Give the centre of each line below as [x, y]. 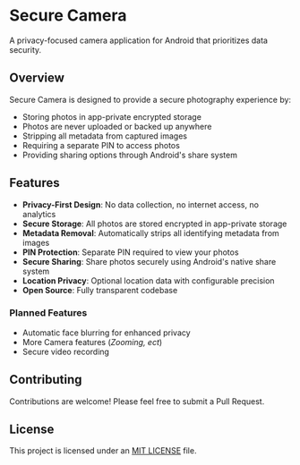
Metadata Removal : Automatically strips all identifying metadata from [150, 232]
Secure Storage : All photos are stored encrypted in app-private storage [154, 224]
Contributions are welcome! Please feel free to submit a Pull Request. [137, 401]
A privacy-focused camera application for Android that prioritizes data [139, 40]
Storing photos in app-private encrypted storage [111, 116]
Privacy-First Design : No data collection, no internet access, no [141, 204]
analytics [39, 214]
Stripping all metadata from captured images [105, 136]
